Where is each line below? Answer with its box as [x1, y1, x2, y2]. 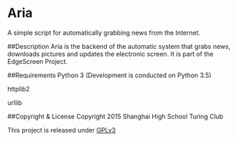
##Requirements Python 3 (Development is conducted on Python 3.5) [7, 71, 212, 79]
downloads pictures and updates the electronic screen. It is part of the [7, 50, 214, 58]
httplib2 [7, 84, 30, 93]
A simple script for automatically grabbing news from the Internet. [7, 28, 201, 37]
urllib [7, 98, 23, 107]
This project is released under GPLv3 [7, 125, 116, 134]
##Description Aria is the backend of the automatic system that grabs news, [7, 42, 231, 50]
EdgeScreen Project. [7, 57, 68, 65]
